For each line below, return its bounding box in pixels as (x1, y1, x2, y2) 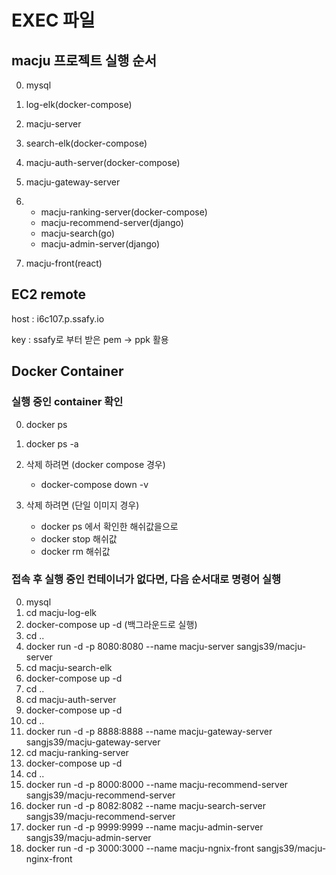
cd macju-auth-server (25, 693, 117, 705)
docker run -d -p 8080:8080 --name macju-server (25, 640, 235, 652)
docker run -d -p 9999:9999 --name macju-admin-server (25, 821, 264, 833)
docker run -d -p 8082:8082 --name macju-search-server (25, 799, 266, 811)
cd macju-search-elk (25, 661, 113, 673)
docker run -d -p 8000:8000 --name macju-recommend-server (25, 778, 289, 790)
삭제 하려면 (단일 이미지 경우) (25, 499, 140, 511)
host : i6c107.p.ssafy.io (11, 312, 105, 325)
